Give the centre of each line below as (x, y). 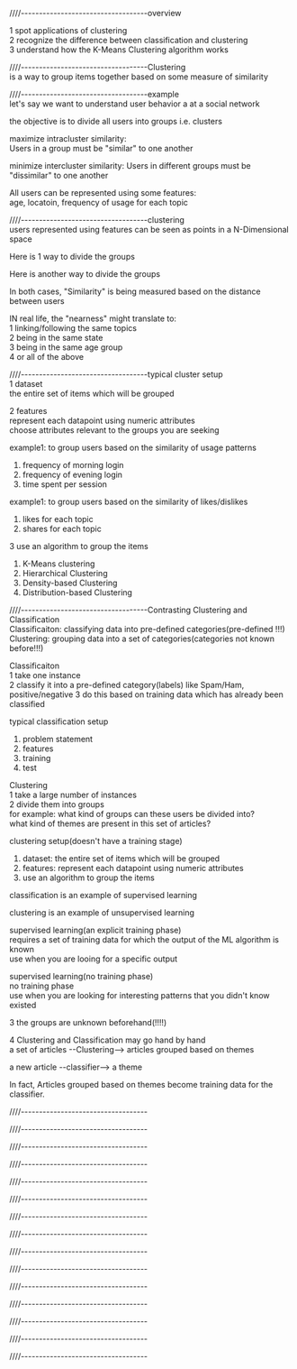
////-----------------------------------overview (95, 13)
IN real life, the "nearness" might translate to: (93, 318)
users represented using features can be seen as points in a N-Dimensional (149, 230)
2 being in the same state (56, 338)
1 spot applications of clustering (68, 30)
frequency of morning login (73, 465)
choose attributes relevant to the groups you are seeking (114, 430)
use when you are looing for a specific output (94, 959)
